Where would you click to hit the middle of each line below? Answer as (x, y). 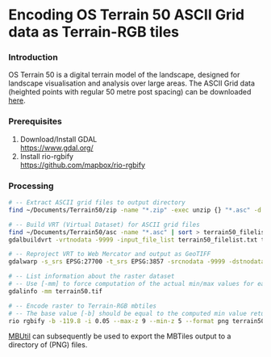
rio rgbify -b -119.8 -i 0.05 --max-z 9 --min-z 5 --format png (119, 321)
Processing (31, 186)
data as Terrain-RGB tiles (94, 32)
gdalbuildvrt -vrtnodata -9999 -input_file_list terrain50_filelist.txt (133, 240)
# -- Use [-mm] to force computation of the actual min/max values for (131, 284)
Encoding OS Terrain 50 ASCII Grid (126, 15)
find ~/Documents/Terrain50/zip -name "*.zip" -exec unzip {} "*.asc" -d (135, 210)
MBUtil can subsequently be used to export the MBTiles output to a (120, 336)
